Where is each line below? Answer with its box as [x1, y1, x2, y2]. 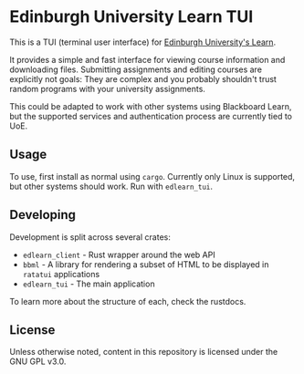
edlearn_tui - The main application [22, 278, 155, 289]
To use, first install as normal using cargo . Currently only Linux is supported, [9, 171, 295, 182]
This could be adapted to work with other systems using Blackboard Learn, [9, 100, 292, 111]
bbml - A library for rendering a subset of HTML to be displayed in [22, 258, 269, 270]
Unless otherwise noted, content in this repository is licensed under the [9, 347, 278, 358]
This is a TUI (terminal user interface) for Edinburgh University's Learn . [9, 36, 277, 47]
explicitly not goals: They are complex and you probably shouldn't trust [9, 73, 277, 84]
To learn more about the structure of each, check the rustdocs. [9, 296, 246, 306]
